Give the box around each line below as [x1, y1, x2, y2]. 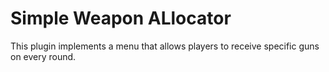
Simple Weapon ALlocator [10, 7, 232, 30]
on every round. [10, 50, 77, 62]
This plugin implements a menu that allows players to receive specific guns [10, 40, 320, 52]
